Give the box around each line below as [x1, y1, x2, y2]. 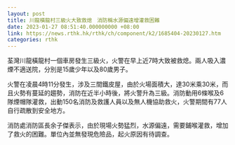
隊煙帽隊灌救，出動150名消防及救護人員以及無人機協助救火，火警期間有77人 [7, 97, 227, 106]
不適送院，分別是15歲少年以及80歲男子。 [13, 65, 132, 74]
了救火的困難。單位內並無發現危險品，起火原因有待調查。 [7, 130, 173, 139]
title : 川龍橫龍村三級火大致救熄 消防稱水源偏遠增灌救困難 [7, 17, 160, 24]
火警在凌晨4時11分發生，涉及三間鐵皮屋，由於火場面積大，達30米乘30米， [7, 80, 222, 88]
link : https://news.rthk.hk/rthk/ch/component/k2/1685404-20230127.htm [7, 29, 221, 37]
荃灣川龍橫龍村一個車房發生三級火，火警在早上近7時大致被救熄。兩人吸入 [7, 57, 220, 65]
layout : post [7, 10, 46, 18]
